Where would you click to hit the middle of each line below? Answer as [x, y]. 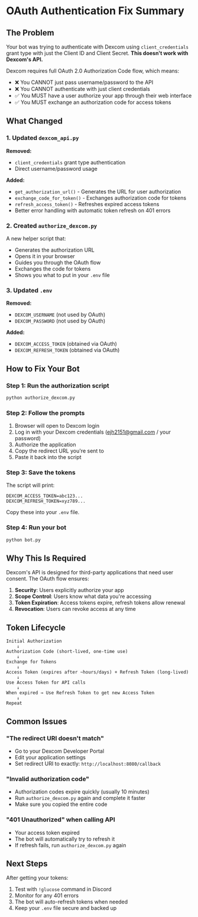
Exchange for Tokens [32, 662]
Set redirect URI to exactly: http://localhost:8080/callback [88, 763]
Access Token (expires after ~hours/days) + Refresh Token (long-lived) [98, 672]
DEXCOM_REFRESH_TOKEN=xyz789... [46, 501]
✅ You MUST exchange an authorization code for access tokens [93, 102]
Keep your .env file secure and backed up [66, 908]
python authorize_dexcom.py [41, 398]
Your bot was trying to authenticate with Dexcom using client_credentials [98, 47]
